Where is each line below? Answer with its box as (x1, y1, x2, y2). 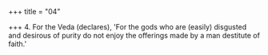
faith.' (8, 39, 27, 49)
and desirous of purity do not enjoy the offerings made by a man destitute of (8, 31, 260, 40)
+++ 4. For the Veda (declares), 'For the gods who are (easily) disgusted (8, 22, 247, 31)
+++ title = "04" (8, 7, 61, 16)
